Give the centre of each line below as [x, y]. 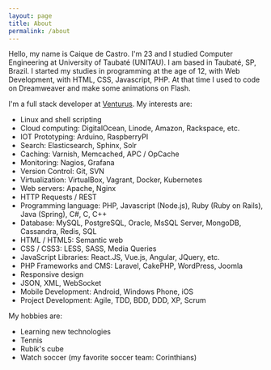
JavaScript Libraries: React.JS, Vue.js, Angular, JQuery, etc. [120, 257]
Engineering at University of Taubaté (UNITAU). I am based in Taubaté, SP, [132, 62]
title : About [30, 23]
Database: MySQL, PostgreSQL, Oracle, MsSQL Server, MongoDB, [131, 223]
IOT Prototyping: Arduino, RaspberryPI [84, 137]
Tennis [31, 340]
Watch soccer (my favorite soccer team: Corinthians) [108, 358]
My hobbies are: [36, 316]
